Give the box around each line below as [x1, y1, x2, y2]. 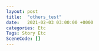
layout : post [6, 8, 38, 15]
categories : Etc [6, 25, 46, 31]
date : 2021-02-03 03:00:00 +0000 [6, 19, 94, 25]
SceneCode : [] [6, 36, 41, 42]
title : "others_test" [6, 14, 62, 20]
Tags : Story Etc [6, 30, 46, 36]
